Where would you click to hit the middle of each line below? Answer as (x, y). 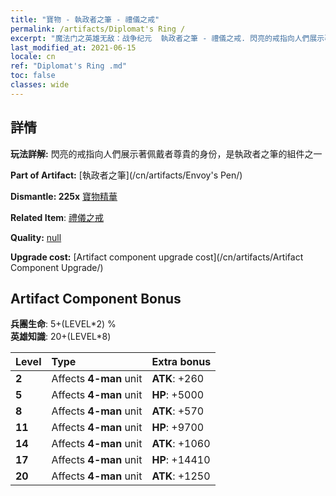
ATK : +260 (178, 379)
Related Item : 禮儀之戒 (57, 217)
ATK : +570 (178, 411)
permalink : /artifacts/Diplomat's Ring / (98, 29)
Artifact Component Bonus (96, 298)
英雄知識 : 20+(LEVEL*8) (61, 337)
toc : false (33, 76)
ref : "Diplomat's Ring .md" (69, 66)
